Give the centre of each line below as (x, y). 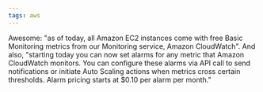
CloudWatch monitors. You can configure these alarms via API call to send (130, 63)
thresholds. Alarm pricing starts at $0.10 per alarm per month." (110, 79)
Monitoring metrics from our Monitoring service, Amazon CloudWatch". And (132, 46)
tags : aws (25, 15)
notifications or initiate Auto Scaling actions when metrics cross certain (124, 71)
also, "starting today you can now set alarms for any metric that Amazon (126, 54)
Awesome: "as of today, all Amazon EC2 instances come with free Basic (126, 38)
